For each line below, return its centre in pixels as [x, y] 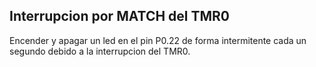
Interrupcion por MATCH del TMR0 [120, 16]
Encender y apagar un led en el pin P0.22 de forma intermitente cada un [158, 40]
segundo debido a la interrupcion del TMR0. [100, 51]
